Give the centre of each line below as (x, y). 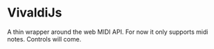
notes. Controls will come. (44, 39)
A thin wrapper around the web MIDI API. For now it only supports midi (108, 32)
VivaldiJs (35, 13)
